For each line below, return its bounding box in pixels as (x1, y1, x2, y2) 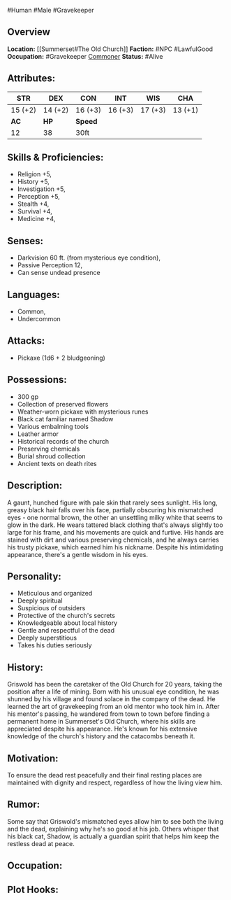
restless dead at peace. (7, 839, 75, 848)
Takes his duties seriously (17, 641, 92, 649)
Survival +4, (17, 207, 52, 216)
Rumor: (7, 799, 40, 810)
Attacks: (7, 335, 45, 347)
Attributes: (7, 73, 56, 85)
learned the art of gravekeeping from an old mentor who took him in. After (7, 703, 220, 711)
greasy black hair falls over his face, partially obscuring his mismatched (7, 505, 214, 514)
